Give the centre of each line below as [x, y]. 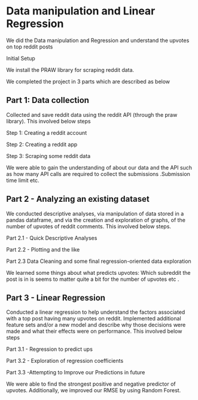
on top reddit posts [30, 47]
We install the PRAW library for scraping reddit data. [70, 69]
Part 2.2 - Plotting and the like [43, 249]
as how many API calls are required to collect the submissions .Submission [98, 174]
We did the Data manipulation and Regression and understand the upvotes [98, 40]
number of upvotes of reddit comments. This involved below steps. [89, 226]
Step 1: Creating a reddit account [47, 132]
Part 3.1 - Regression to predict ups [49, 349]
